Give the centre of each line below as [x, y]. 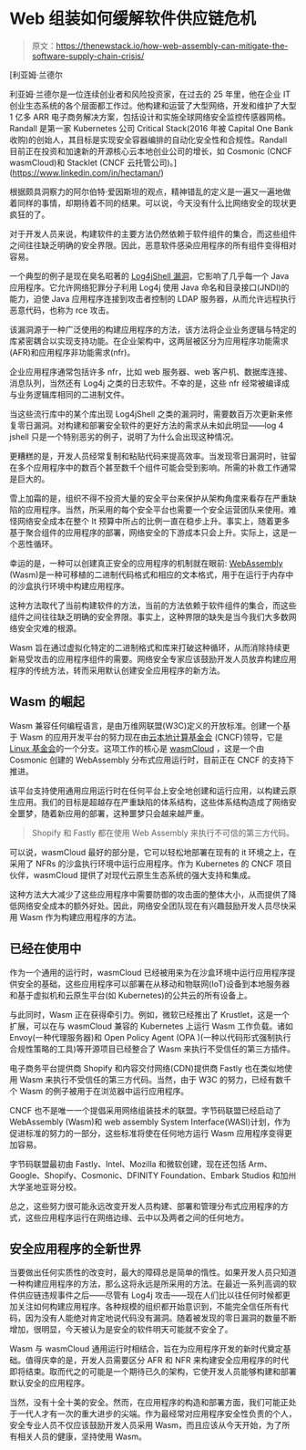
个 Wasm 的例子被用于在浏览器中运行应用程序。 [99, 1091]
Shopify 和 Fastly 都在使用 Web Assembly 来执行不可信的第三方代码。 [163, 833]
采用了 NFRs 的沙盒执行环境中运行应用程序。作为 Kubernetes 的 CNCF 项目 [151, 864]
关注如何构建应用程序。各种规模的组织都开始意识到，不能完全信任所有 [148, 1307]
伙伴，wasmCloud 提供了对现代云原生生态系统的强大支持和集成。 [133, 875]
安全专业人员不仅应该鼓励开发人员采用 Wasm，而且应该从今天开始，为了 [146, 1425]
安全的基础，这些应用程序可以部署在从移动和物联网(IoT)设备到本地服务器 [153, 984]
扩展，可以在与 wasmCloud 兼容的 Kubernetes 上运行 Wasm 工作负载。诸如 [151, 1026]
